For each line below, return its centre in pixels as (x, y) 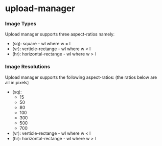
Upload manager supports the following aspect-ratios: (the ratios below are (81, 77)
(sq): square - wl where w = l (41, 44)
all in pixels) (17, 82)
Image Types (21, 24)
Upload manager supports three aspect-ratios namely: (60, 34)
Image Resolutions (28, 67)
